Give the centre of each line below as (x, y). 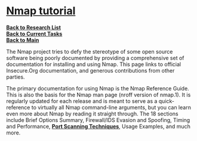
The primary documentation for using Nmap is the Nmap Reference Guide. (98, 88)
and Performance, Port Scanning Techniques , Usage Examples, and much (98, 126)
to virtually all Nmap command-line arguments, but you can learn (111, 107)
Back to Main (23, 40)
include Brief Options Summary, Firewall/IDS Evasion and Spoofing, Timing (98, 120)
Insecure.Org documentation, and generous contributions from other (90, 70)
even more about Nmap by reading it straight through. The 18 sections (92, 114)
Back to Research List (34, 27)
